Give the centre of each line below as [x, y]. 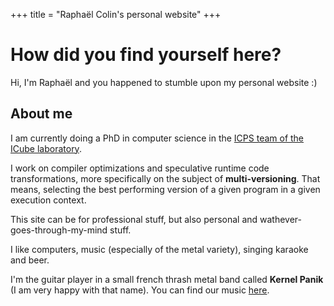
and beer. [30, 260]
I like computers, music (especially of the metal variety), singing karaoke [159, 249]
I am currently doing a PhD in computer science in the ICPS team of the [157, 138]
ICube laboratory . [46, 148]
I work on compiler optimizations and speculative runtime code [140, 168]
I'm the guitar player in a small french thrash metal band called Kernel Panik [167, 279]
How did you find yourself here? [146, 55]
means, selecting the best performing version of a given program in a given [165, 189]
